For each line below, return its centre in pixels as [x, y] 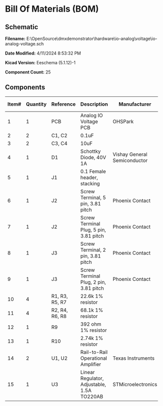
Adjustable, [93, 384]
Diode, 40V [93, 157]
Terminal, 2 [93, 250]
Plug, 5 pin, [93, 230]
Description [94, 104]
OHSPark [123, 121]
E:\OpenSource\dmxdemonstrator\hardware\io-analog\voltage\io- [92, 38]
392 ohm [91, 324]
